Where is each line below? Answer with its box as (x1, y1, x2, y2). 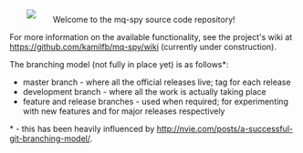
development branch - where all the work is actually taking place (22, 87, 266, 97)
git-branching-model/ (9, 133, 90, 144)
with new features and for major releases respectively (22, 106, 225, 117)
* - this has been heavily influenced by (9, 124, 155, 134)
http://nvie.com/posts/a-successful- (156, 124, 294, 134)
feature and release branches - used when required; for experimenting (22, 97, 289, 107)
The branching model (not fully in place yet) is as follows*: (9, 59, 229, 69)
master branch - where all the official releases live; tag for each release (22, 76, 291, 87)
